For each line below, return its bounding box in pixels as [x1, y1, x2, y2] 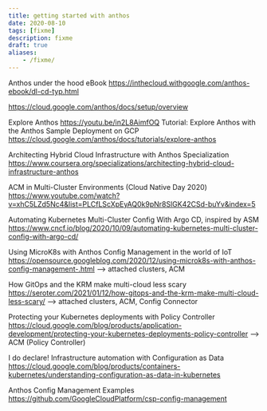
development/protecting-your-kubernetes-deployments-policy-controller [8, 329, 249, 338]
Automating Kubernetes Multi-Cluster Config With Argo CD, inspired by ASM [8, 215, 259, 224]
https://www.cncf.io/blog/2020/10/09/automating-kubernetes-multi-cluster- [8, 223, 259, 232]
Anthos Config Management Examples [8, 385, 135, 395]
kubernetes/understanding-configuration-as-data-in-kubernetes [8, 370, 221, 379]
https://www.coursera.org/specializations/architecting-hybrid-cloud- [8, 158, 235, 168]
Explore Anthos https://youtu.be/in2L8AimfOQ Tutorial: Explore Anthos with [8, 117, 257, 127]
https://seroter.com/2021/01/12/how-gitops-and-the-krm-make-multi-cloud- [8, 288, 259, 298]
